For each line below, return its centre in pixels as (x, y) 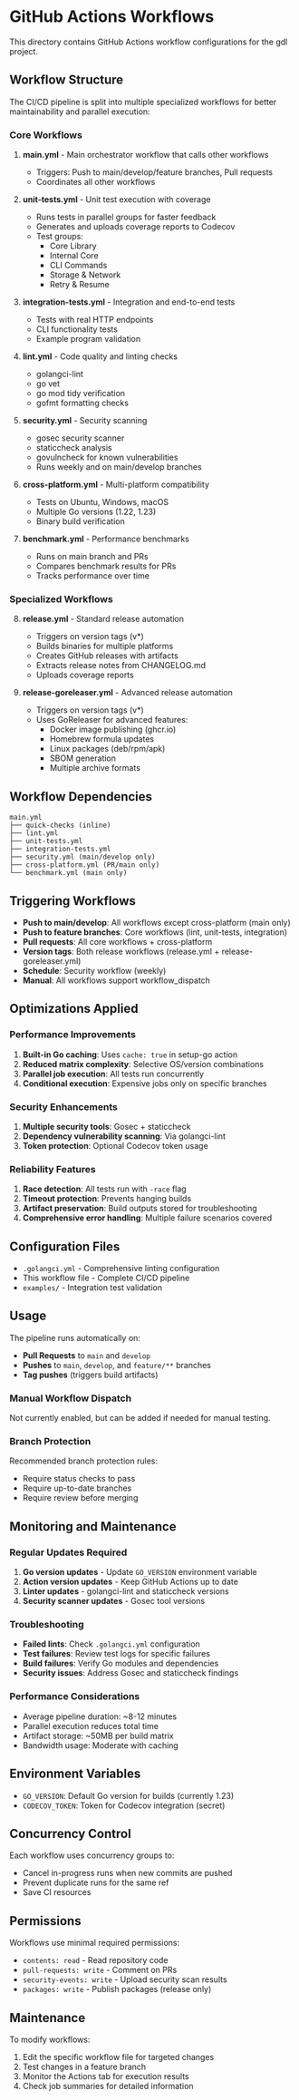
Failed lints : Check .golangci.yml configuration (111, 1644)
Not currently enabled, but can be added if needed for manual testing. (140, 1418)
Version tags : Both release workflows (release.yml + (121, 951)
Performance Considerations (75, 1697)
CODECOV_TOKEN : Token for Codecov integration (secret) (124, 1805)
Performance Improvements (73, 1035)
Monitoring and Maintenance (93, 1526)
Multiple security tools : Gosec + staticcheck (106, 1126)
